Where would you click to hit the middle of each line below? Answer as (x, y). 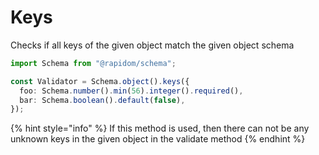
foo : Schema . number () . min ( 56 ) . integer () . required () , (131, 91)
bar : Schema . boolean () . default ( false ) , (102, 100)
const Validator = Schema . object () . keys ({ (100, 81)
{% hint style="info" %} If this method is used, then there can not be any (160, 128)
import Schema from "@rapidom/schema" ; (93, 63)
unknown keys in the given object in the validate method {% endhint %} (158, 139)
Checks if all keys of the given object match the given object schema (152, 45)
